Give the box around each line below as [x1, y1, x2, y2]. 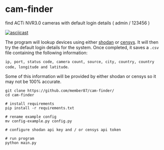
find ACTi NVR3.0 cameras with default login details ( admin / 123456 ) [5, 20, 150, 26]
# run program [5, 136, 35, 141]
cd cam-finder [5, 92, 35, 97]
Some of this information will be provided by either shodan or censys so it [5, 73, 157, 79]
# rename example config [5, 114, 57, 119]
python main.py [5, 140, 37, 145]
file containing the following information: [5, 50, 88, 56]
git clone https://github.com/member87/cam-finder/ [5, 88, 114, 93]
